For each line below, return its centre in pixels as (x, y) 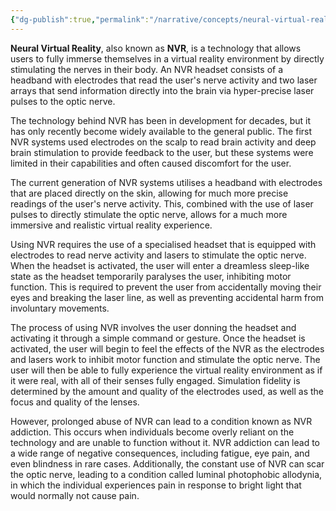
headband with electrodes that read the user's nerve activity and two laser (164, 80)
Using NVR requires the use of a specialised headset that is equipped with (163, 244)
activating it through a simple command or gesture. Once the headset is (158, 338)
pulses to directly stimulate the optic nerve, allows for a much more (149, 214)
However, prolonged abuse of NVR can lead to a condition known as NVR (161, 421)
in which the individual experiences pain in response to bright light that (156, 485)
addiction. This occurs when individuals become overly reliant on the (152, 432)
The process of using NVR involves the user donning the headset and (153, 327)
